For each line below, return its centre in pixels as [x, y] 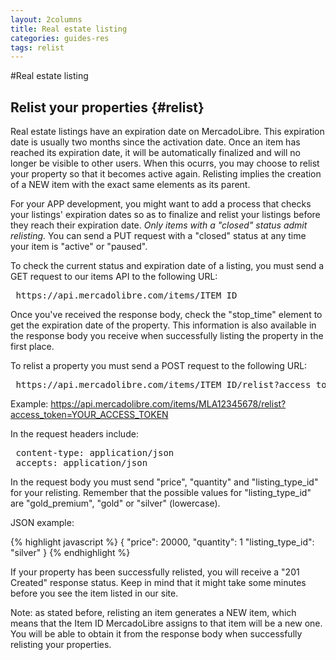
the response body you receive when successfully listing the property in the [167, 336]
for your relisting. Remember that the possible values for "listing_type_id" [161, 493]
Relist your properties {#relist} [107, 107]
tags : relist [37, 47]
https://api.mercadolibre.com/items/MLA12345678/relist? [168, 404]
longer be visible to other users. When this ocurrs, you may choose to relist [165, 163]
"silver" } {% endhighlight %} [70, 553]
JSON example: [42, 523]
